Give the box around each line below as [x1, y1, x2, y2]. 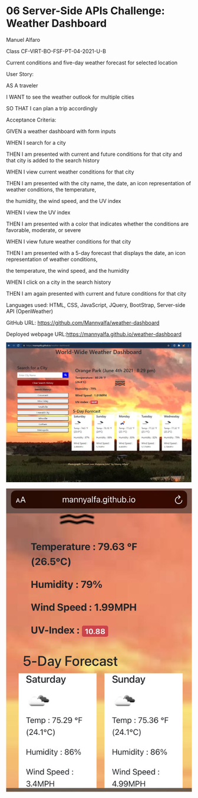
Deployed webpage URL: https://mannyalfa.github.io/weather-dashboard [6, 331, 181, 338]
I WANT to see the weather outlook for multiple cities [6, 93, 134, 100]
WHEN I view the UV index [6, 208, 71, 216]
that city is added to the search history [6, 156, 100, 163]
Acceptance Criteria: [6, 116, 57, 123]
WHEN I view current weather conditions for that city [6, 168, 134, 175]
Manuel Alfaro [6, 36, 40, 43]
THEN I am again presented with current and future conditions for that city [6, 290, 187, 297]
